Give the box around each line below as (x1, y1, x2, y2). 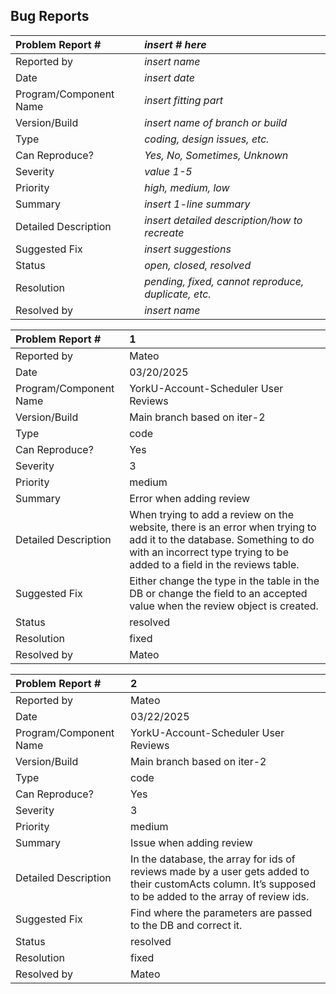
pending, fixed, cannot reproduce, (144, 274, 305, 288)
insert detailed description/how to (144, 213, 303, 227)
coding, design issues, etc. (144, 132, 270, 146)
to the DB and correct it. (130, 918, 243, 932)
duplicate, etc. (144, 287, 212, 301)
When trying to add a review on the (129, 507, 294, 521)
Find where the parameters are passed (130, 905, 313, 919)
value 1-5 (144, 164, 193, 178)
